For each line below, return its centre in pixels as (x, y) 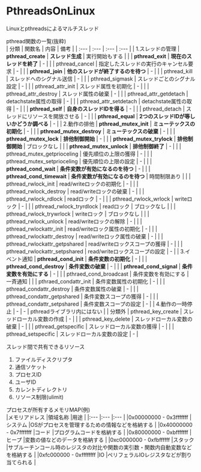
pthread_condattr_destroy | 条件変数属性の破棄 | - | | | (73, 289)
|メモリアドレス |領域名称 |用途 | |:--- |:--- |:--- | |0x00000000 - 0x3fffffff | (99, 417)
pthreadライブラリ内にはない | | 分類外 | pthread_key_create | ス (109, 311)
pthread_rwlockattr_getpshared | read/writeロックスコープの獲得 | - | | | (94, 244)
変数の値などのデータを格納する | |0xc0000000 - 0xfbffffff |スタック (109, 440)
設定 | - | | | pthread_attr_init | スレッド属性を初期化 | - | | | (78, 86)
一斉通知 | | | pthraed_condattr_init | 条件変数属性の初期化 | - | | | (85, 281)
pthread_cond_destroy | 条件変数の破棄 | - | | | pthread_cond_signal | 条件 (100, 266)
